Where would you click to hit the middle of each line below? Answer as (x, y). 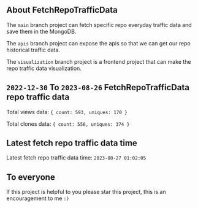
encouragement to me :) (38, 198)
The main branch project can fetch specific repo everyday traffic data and (99, 25)
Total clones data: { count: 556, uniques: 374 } (68, 124)
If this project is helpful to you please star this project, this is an (86, 192)
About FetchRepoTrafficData (62, 10)
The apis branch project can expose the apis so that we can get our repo (99, 43)
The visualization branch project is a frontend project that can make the (99, 61)
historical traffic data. (33, 50)
